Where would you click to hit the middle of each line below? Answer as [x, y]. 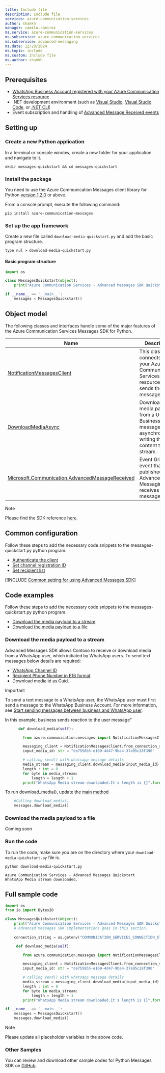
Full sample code [31, 895]
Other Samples [23, 1049]
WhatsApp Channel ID [35, 670]
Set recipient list [28, 570]
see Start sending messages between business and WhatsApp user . [74, 710]
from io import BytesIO [29, 910]
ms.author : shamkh [24, 60]
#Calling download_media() [41, 801]
